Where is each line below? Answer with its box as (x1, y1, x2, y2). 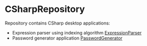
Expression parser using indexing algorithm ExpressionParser (12, 29, 142, 35)
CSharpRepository (5, 3, 85, 15)
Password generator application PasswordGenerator (12, 35, 123, 41)
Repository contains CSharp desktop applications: (5, 20, 110, 26)
